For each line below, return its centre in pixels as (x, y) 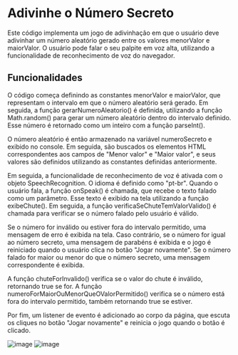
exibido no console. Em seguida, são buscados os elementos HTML (107, 147)
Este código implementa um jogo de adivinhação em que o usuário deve (113, 33)
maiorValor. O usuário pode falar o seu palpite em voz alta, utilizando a (111, 48)
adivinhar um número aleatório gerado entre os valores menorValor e (109, 40)
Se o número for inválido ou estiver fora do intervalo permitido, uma (107, 227)
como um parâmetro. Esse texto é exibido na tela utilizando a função (108, 198)
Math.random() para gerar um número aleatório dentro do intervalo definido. (119, 117)
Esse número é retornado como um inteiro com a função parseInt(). (106, 125)
